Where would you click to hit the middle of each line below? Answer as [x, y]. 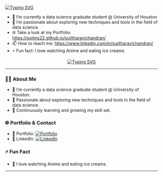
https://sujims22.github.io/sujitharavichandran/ [59, 38]
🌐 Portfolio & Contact [31, 123]
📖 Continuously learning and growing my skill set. [61, 110]
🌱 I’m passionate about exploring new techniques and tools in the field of [85, 22]
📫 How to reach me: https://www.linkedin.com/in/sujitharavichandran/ [83, 43]
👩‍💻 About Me [21, 79]
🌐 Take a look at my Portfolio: [41, 32]
